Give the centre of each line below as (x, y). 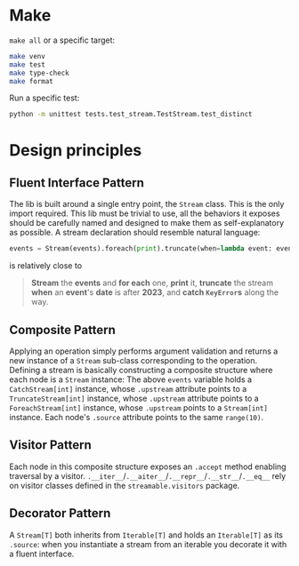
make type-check (39, 73)
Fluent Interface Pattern (77, 183)
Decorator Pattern (60, 513)
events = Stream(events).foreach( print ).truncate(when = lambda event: (141, 249)
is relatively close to (46, 266)
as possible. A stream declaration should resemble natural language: (135, 233)
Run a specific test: (44, 98)
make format (31, 81)
